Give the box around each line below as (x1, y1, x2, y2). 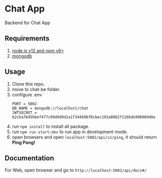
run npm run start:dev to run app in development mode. (11, 129, 128, 135)
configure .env (11, 92, 42, 98)
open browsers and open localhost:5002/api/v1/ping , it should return (11, 134, 157, 140)
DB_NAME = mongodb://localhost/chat (11, 106, 88, 111)
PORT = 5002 (11, 101, 37, 106)
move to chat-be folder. (11, 86, 60, 92)
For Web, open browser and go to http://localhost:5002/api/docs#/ (4, 167, 147, 173)
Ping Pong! (11, 139, 35, 145)
